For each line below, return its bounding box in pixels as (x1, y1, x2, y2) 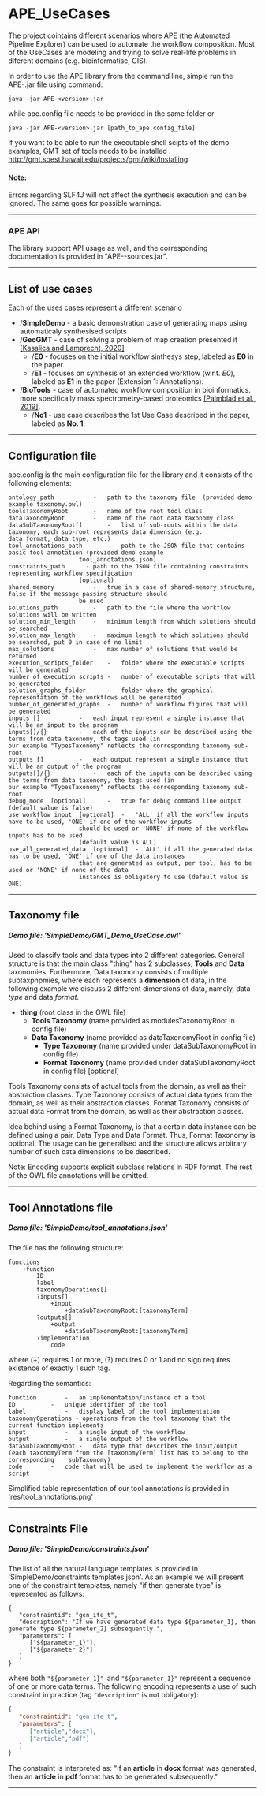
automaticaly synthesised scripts (19, 326, 128, 336)
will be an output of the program (8, 762, 122, 771)
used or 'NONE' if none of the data (8, 866, 129, 874)
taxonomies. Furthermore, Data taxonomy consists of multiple (8, 967, 209, 977)
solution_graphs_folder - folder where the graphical (8, 687, 214, 695)
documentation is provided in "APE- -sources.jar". (8, 252, 168, 261)
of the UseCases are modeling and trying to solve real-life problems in (8, 47, 237, 57)
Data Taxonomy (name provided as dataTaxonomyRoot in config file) (31, 1033, 256, 1042)
